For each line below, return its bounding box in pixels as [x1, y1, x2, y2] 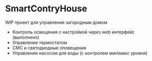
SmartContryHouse [5, 3, 88, 14]
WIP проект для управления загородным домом [5, 19, 107, 25]
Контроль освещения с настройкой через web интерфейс [12, 29, 135, 35]
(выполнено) [12, 34, 40, 40]
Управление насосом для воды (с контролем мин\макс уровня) [12, 50, 148, 56]
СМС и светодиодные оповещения [12, 45, 87, 51]
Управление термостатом [12, 39, 67, 45]
